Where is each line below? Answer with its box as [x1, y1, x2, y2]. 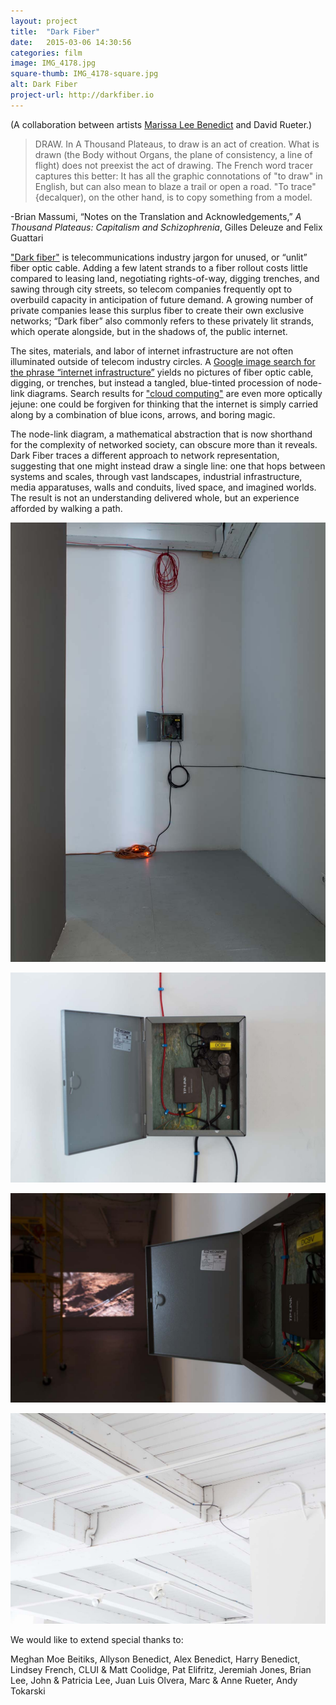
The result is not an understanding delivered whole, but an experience [10, 491, 300, 504]
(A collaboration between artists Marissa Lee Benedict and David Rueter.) [10, 118, 313, 130]
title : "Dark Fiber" [10, 26, 101, 37]
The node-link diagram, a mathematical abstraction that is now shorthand [10, 428, 313, 440]
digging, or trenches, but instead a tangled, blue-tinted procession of [10, 376, 295, 389]
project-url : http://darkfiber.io [10, 90, 155, 100]
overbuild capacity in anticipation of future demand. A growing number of [10, 293, 314, 305]
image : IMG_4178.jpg [10, 58, 97, 69]
